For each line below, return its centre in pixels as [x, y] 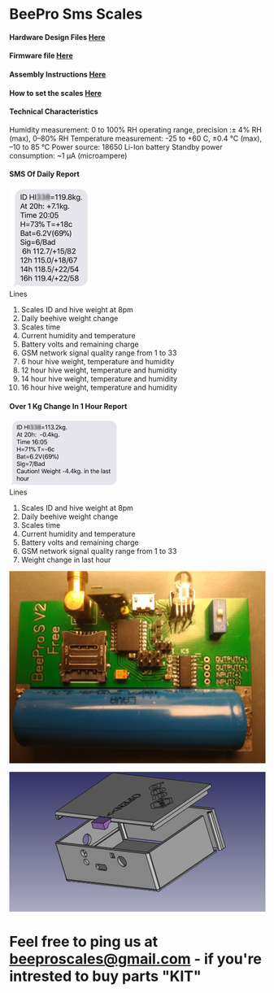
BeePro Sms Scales [76, 14]
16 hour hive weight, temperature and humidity [99, 387]
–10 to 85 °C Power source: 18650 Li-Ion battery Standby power [116, 146]
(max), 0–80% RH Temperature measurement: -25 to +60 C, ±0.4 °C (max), [136, 138]
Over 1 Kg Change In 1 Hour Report [68, 406]
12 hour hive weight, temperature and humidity [99, 370]
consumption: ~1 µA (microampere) [68, 155]
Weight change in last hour [66, 560]
